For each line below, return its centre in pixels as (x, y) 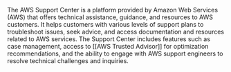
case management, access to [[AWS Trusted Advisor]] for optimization (108, 46)
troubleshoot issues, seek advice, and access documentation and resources (116, 32)
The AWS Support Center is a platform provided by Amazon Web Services (113, 10)
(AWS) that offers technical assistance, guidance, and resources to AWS (110, 17)
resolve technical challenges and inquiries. (68, 61)
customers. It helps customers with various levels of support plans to (105, 24)
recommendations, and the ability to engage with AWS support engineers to (115, 53)
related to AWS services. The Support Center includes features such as (109, 39)
